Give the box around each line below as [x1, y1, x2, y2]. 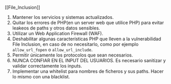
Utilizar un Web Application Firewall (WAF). [12, 31, 103, 36]
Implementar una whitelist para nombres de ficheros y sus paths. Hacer [12, 68, 164, 74]
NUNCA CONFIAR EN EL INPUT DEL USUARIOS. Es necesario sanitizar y [12, 58, 166, 63]
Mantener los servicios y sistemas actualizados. [12, 14, 114, 20]
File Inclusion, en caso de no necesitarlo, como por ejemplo [12, 41, 139, 47]
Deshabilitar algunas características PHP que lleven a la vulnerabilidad [12, 36, 161, 42]
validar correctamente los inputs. [12, 63, 83, 69]
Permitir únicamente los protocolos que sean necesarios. [12, 52, 133, 58]
